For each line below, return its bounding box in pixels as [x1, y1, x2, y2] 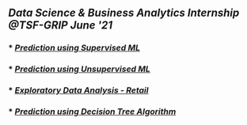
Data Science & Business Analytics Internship [8, 6, 240, 20]
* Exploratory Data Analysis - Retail [8, 85, 149, 96]
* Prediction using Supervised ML [8, 43, 141, 54]
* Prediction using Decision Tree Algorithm [8, 106, 177, 117]
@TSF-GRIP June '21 [8, 19, 113, 32]
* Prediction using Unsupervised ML [8, 63, 150, 74]
